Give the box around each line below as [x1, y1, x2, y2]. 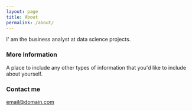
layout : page [6, 8, 38, 15]
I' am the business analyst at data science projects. [6, 36, 131, 43]
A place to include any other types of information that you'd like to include [6, 64, 187, 71]
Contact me [6, 85, 41, 93]
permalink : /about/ [6, 19, 54, 25]
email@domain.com [6, 98, 55, 105]
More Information [6, 51, 57, 59]
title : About [6, 14, 38, 20]
